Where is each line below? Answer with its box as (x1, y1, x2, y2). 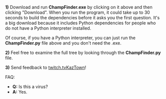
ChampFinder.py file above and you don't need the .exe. (5, 40, 122, 46)
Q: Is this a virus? (12, 84, 48, 90)
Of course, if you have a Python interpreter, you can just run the (5, 35, 136, 41)
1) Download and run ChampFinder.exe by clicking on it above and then (5, 4, 153, 10)
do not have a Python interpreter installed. (5, 25, 91, 31)
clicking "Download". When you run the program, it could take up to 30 (5, 9, 150, 15)
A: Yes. (12, 89, 27, 95)
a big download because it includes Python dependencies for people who (5, 20, 156, 26)
